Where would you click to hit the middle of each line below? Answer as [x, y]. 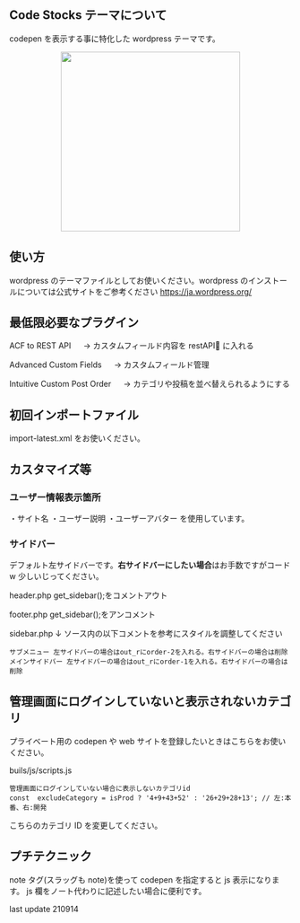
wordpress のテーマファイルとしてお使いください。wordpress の [129, 280]
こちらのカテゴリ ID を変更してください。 [86, 826]
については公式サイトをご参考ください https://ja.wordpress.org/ [134, 291]
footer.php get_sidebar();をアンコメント [82, 615]
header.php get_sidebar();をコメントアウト [89, 595]
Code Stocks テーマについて [88, 15]
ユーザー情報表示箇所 [55, 497]
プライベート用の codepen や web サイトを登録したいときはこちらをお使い [148, 742]
